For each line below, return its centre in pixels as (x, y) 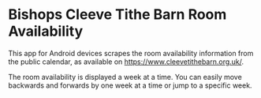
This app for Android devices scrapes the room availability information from (131, 53)
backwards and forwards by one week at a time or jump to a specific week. (130, 85)
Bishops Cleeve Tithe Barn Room (117, 15)
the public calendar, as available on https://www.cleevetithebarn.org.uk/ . (126, 62)
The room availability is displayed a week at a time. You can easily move (125, 77)
